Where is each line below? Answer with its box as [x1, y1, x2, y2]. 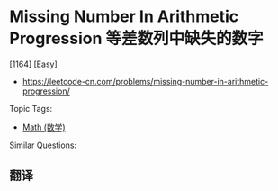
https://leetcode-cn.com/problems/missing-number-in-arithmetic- [22, 76, 269, 86]
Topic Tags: [9, 103, 53, 114]
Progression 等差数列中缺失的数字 [9, 29, 264, 49]
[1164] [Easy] [9, 59, 58, 69]
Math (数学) [22, 122, 66, 132]
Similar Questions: [9, 140, 77, 150]
